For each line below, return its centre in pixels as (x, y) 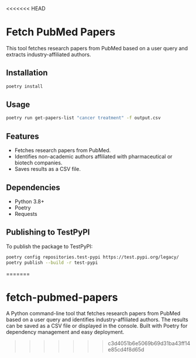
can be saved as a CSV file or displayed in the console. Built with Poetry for (97, 326)
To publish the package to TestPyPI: (49, 246)
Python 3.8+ (30, 201)
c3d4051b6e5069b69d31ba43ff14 (149, 343)
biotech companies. (38, 163)
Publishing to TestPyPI (48, 233)
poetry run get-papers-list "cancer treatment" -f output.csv (83, 118)
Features (23, 136)
